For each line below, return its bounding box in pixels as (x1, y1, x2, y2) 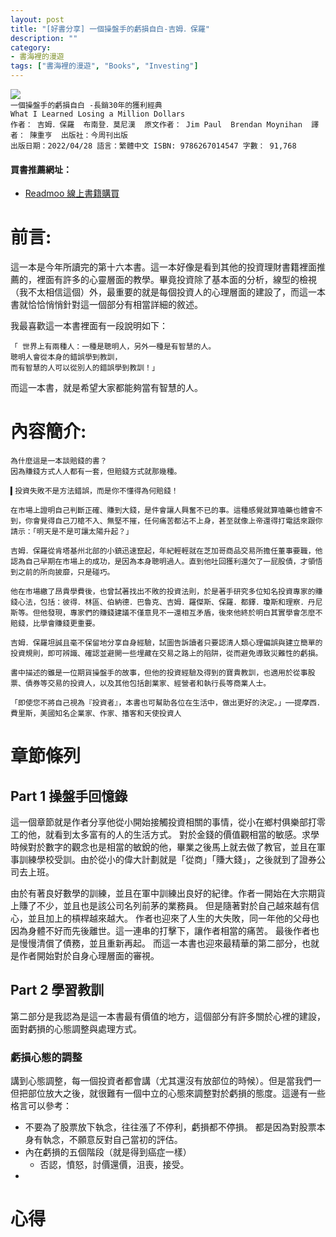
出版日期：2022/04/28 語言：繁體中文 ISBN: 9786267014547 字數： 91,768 (10, 141, 297, 151)
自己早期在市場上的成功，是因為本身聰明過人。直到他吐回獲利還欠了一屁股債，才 (24, 557, 308, 567)
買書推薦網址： (10, 163, 72, 175)
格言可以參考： (10, 1100, 72, 1112)
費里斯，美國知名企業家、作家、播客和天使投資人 (10, 709, 182, 719)
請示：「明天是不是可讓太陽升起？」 (10, 527, 134, 537)
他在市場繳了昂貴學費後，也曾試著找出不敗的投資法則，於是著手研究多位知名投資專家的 (10, 587, 316, 597)
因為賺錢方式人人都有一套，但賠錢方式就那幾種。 (10, 467, 182, 477)
